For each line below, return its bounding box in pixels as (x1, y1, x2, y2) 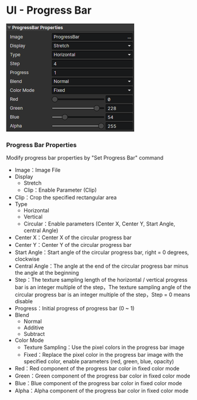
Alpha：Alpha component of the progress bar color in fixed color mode (14, 387, 189, 395)
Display (14, 173, 34, 180)
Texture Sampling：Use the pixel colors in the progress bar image (23, 344, 185, 351)
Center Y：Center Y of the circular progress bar (14, 242, 132, 249)
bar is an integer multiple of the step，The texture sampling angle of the (14, 284, 191, 291)
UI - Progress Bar (6, 4, 92, 17)
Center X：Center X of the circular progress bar (14, 234, 132, 241)
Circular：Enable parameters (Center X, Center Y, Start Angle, (23, 220, 176, 227)
